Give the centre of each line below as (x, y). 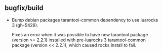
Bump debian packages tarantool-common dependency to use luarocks (85, 20)
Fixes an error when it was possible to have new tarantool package (80, 34)
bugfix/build (24, 8)
